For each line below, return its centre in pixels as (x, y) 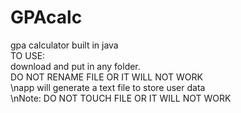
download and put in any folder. (75, 66)
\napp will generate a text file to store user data (108, 87)
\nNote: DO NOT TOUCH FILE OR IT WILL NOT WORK (121, 98)
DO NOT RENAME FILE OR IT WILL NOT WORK (106, 77)
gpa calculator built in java (64, 45)
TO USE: (28, 55)
